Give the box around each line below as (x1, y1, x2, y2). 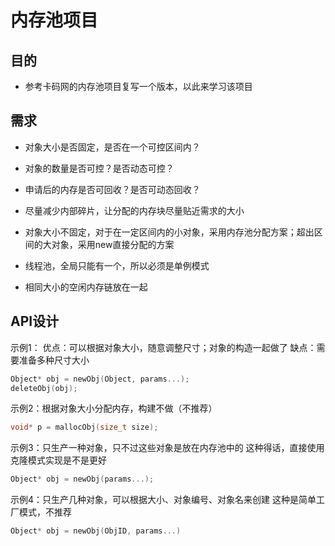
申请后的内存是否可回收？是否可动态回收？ (24, 183, 201, 195)
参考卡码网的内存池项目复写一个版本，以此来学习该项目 (24, 81, 253, 92)
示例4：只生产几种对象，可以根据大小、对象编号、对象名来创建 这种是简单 (10, 494, 317, 506)
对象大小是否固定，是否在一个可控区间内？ (24, 141, 201, 153)
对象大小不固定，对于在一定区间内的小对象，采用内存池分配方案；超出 (24, 226, 315, 238)
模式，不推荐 (18, 506, 72, 518)
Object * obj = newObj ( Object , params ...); (10, 374, 190, 384)
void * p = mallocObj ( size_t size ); (10, 422, 159, 433)
